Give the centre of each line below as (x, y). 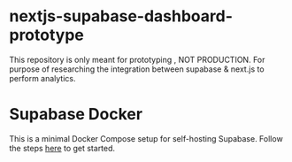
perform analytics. (42, 78)
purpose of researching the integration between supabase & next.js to (137, 69)
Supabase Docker (76, 115)
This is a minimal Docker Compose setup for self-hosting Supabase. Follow (146, 138)
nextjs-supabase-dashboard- (121, 16)
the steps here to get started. (62, 148)
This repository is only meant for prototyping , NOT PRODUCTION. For (137, 59)
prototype (46, 35)
